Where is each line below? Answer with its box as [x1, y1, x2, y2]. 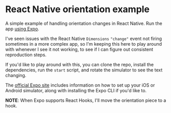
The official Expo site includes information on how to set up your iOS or [5, 82, 155, 88]
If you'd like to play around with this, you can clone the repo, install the [5, 61, 154, 67]
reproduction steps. [5, 52, 47, 58]
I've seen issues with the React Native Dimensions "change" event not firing [5, 35, 162, 42]
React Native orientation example [5, 4, 150, 15]
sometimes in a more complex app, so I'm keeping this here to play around [5, 41, 162, 47]
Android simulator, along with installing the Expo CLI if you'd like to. [5, 87, 147, 93]
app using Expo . [5, 25, 39, 31]
